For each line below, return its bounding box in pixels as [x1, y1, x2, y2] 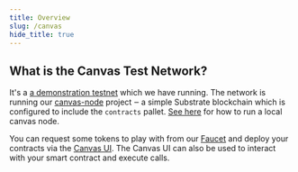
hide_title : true [9, 30, 75, 39]
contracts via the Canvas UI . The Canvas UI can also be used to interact [9, 143, 276, 154]
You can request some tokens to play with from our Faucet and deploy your [9, 133, 289, 144]
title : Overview [9, 13, 70, 23]
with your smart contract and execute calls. [9, 152, 170, 163]
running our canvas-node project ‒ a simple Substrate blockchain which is [9, 96, 286, 108]
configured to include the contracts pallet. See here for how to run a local [9, 106, 283, 117]
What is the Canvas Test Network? [9, 63, 208, 78]
